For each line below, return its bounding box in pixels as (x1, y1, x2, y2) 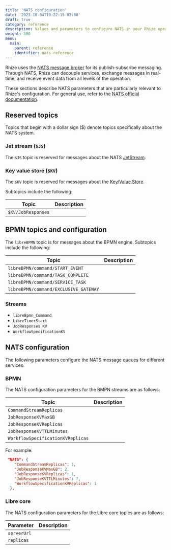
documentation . (5, 96, 39, 102)
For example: (5, 447, 33, 453)
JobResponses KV (12, 324, 47, 329)
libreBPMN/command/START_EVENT (8, 265, 84, 271)
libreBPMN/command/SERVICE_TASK (8, 279, 87, 285)
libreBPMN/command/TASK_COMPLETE (8, 272, 89, 278)
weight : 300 (5, 31, 31, 36)
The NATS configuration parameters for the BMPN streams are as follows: (5, 387, 160, 393)
